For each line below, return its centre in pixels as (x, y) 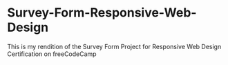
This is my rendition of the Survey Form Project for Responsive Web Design (114, 46)
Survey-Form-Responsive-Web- (102, 13)
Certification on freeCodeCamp (52, 54)
